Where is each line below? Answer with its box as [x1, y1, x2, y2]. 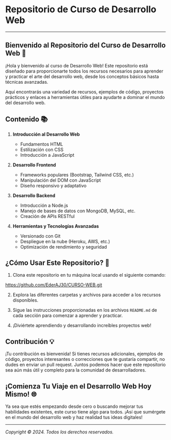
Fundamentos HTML [20, 141, 64, 147]
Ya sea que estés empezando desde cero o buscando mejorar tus [5, 403, 144, 409]
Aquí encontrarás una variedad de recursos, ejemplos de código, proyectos [5, 88, 164, 95]
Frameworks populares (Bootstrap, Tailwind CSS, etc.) [20, 172, 134, 178]
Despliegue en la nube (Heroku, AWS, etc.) [20, 238, 110, 245]
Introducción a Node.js [20, 202, 68, 208]
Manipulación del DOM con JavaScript [20, 177, 101, 183]
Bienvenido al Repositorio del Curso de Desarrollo [5, 41, 166, 50]
